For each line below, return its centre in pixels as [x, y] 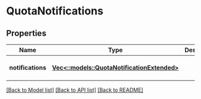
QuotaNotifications [55, 11]
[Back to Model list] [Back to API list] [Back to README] [75, 90]
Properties [26, 33]
